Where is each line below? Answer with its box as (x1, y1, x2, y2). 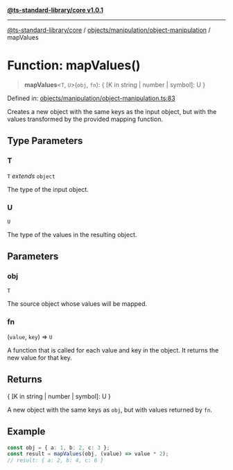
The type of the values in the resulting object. (7, 230, 137, 238)
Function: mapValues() (7, 58, 141, 74)
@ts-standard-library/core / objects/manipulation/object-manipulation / (7, 26, 211, 34)
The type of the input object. (7, 185, 89, 193)
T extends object (7, 172, 55, 180)
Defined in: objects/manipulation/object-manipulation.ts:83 (7, 94, 175, 102)
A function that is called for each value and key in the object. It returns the (7, 346, 219, 354)
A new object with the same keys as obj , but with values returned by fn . (7, 405, 213, 414)
